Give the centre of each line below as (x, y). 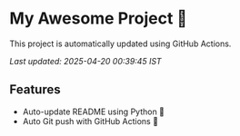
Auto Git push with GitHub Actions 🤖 (90, 121)
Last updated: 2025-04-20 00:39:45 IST (85, 61)
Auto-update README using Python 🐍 (94, 112)
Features (35, 90)
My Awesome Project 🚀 (99, 19)
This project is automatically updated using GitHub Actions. (120, 44)
